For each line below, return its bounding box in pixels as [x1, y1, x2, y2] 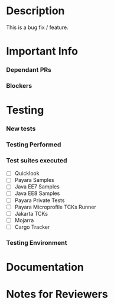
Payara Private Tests [14, 197, 65, 204]
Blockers [6, 81, 32, 89]
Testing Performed [6, 140, 61, 149]
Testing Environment [6, 238, 67, 247]
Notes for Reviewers [6, 287, 108, 301]
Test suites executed [6, 156, 67, 164]
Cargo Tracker [14, 223, 50, 231]
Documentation [6, 260, 84, 274]
